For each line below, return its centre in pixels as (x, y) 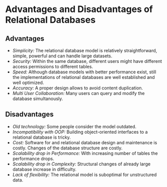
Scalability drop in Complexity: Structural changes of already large (81, 164)
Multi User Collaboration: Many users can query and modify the (78, 93)
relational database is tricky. (42, 137)
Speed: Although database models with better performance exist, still (84, 72)
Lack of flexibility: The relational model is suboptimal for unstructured (85, 174)
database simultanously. (38, 99)
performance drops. (33, 158)
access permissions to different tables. (53, 67)
